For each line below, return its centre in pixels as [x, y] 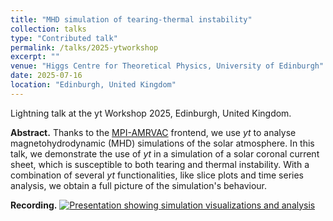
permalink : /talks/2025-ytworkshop [84, 47]
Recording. [34, 205]
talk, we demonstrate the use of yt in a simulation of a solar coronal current [165, 153]
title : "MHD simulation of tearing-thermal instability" [131, 19]
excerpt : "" [35, 57]
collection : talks [48, 29]
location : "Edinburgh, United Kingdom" [93, 85]
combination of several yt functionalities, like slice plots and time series [157, 175]
